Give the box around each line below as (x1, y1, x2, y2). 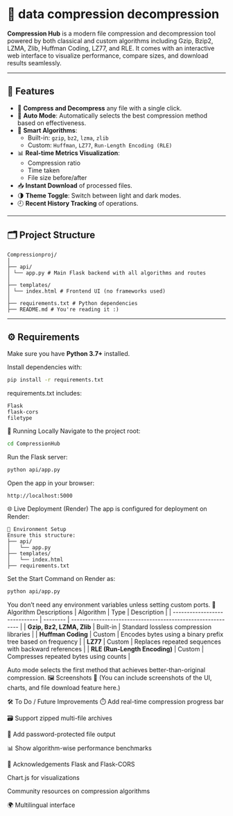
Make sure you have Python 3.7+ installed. (7, 350, 130, 358)
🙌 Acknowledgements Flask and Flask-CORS (7, 760, 135, 768)
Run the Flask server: (7, 453, 68, 462)
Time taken (27, 166, 60, 174)
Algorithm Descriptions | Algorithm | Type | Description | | (7, 607, 172, 616)
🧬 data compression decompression (7, 6, 220, 22)
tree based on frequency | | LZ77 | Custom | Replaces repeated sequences (7, 637, 222, 646)
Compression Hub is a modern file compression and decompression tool (7, 29, 216, 38)
